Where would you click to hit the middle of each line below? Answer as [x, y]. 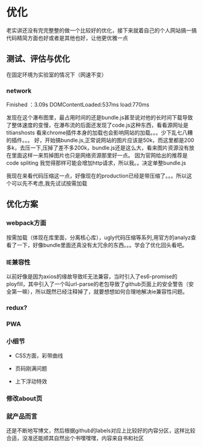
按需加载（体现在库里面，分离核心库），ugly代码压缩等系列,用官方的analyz [99, 237]
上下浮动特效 [31, 382]
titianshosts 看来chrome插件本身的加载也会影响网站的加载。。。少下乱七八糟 [100, 133]
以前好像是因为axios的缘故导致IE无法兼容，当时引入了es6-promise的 [92, 277]
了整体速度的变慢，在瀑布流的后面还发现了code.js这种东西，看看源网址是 [97, 125]
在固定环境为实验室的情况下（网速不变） [56, 74]
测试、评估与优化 [38, 59]
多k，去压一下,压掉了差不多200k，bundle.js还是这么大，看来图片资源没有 [98, 148]
